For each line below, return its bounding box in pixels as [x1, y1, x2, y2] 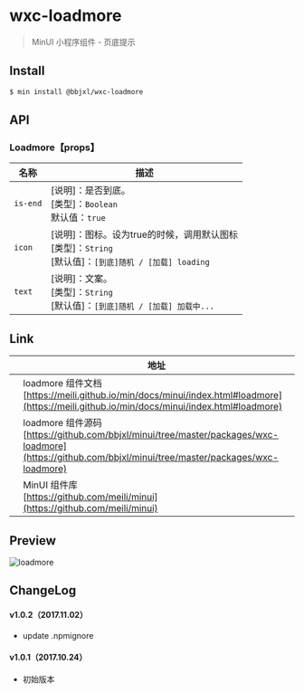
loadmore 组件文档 [23, 377, 102, 390]
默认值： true [51, 212, 106, 224]
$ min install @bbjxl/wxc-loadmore [9, 87, 144, 96]
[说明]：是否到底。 [51, 185, 131, 197]
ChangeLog [9, 583, 77, 598]
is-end [14, 198, 43, 209]
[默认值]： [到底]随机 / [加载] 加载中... [51, 299, 214, 312]
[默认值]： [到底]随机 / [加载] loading [51, 255, 210, 268]
